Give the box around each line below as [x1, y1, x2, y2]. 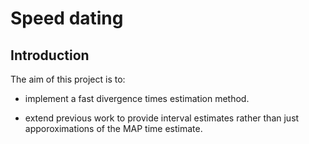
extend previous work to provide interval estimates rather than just [24, 112, 300, 124]
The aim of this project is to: [10, 73, 126, 85]
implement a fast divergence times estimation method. [24, 93, 250, 104]
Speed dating [10, 7, 124, 30]
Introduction [10, 47, 90, 64]
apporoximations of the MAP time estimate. [24, 123, 203, 134]
